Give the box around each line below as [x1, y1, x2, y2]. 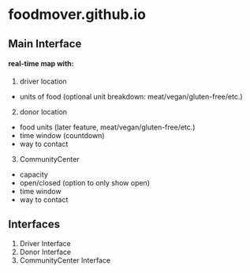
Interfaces [8, 218, 61, 231]
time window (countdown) [19, 130, 105, 140]
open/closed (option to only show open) [19, 178, 150, 187]
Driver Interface [19, 238, 71, 248]
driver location [19, 77, 67, 86]
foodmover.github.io [8, 6, 146, 24]
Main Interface [8, 37, 82, 50]
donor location [19, 107, 68, 116]
